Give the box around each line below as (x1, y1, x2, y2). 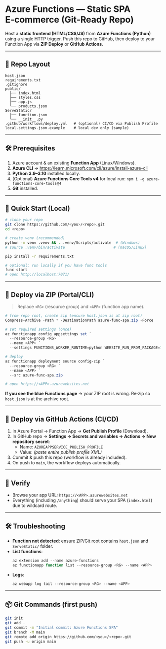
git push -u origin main (5, 639, 56, 644)
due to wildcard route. (12, 503, 58, 508)
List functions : (12, 548, 43, 554)
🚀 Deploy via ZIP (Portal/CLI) (5, 290, 94, 299)
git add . (5, 621, 26, 626)
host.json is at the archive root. (5, 396, 70, 402)
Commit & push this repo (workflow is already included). (12, 454, 127, 460)
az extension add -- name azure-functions (12, 558, 99, 563)
